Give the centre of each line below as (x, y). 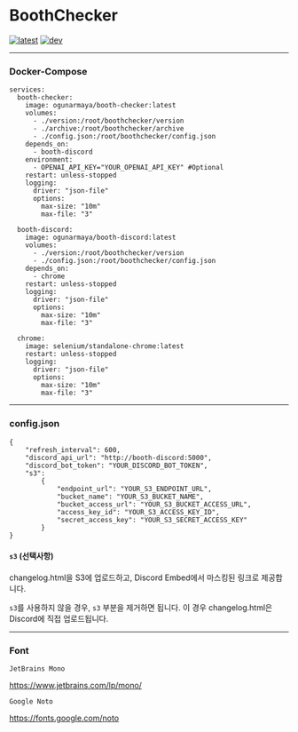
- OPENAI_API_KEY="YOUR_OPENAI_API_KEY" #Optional (128, 168)
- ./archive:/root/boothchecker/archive (108, 129)
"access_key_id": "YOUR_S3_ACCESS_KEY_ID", (138, 512)
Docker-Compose (48, 71)
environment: (49, 160)
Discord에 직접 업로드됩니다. (59, 618)
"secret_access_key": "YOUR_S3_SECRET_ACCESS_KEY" (152, 520)
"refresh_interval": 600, (73, 450)
